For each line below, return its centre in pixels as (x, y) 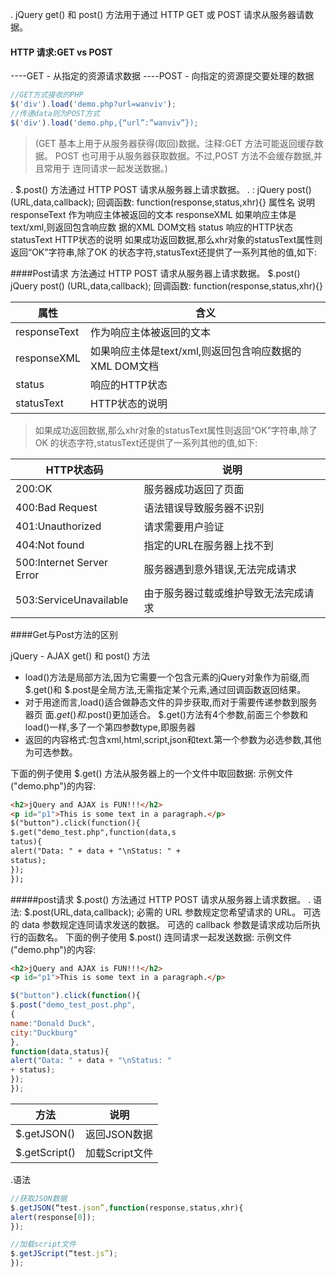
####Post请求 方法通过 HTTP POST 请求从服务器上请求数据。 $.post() (155, 273)
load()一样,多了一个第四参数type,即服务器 (110, 727)
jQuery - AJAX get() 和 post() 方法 (80, 655)
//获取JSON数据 (39, 1198)
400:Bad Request (56, 507)
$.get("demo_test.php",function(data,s (93, 833)
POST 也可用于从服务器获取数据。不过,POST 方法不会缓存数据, (184, 155)
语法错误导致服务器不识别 (204, 508)
